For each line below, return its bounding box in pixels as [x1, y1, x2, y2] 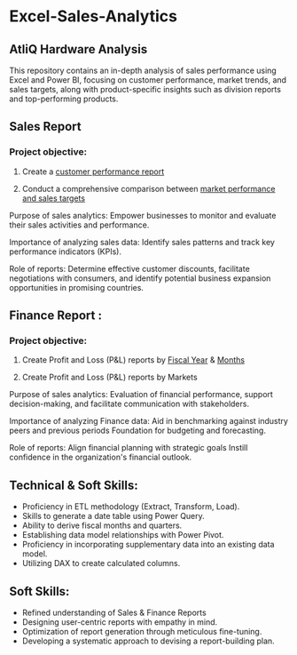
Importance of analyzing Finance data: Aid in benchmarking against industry [9, 416, 288, 427]
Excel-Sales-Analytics [9, 6, 178, 27]
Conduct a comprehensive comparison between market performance [21, 183, 276, 194]
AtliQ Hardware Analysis [9, 42, 148, 57]
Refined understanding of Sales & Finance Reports [21, 607, 207, 618]
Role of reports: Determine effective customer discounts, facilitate [9, 263, 250, 274]
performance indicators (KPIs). [9, 246, 122, 257]
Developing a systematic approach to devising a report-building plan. [21, 635, 275, 646]
